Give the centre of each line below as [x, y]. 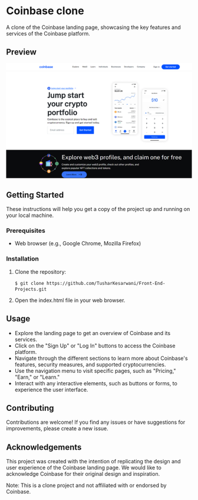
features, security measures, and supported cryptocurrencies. [90, 364]
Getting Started [35, 195]
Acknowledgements [44, 447]
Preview [22, 52]
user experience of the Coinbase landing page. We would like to [84, 467]
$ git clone [29, 283]
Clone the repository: [40, 272]
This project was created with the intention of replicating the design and [93, 462]
